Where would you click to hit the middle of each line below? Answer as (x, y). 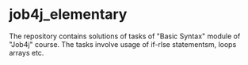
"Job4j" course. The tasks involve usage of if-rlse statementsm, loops (123, 44)
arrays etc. (27, 52)
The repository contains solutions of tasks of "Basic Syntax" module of (125, 36)
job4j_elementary (68, 14)
